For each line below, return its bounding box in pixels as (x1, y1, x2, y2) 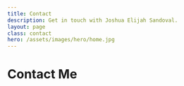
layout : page (7, 23, 46, 30)
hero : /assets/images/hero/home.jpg (7, 36, 115, 43)
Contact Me (7, 66, 78, 83)
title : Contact (7, 10, 52, 17)
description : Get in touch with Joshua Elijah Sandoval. (7, 17, 178, 24)
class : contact (7, 29, 52, 37)
